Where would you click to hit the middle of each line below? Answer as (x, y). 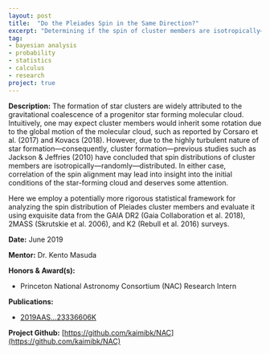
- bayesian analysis (43, 46)
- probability (32, 53)
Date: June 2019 (36, 239)
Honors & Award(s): (42, 271)
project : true (32, 83)
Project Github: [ (37, 332)
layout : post (30, 16)
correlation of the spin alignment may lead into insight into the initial (121, 174)
